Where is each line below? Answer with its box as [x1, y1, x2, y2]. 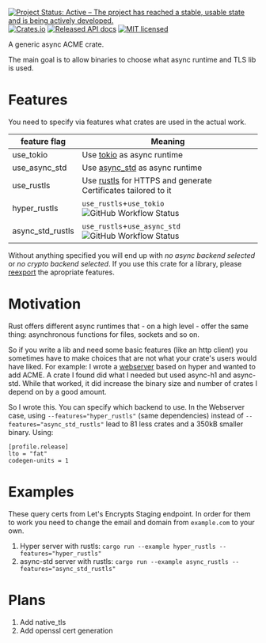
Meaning [150, 135, 185, 146]
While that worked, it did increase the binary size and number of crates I [22, 378, 257, 388]
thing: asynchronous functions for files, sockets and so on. [8, 329, 200, 339]
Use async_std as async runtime [82, 162, 203, 173]
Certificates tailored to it [82, 184, 172, 195]
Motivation [8, 295, 82, 313]
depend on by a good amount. [8, 387, 107, 396]
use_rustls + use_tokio [82, 198, 165, 209]
